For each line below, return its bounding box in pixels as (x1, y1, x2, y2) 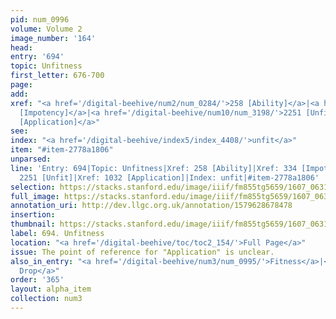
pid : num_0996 (10, 14, 70, 25)
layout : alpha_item (10, 284, 92, 295)
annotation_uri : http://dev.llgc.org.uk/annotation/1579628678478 (10, 201, 293, 211)
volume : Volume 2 (10, 24, 83, 34)
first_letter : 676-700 (10, 71, 105, 81)
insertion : (10, 210, 56, 220)
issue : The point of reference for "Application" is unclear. (10, 247, 275, 257)
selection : (10, 182, 56, 192)
